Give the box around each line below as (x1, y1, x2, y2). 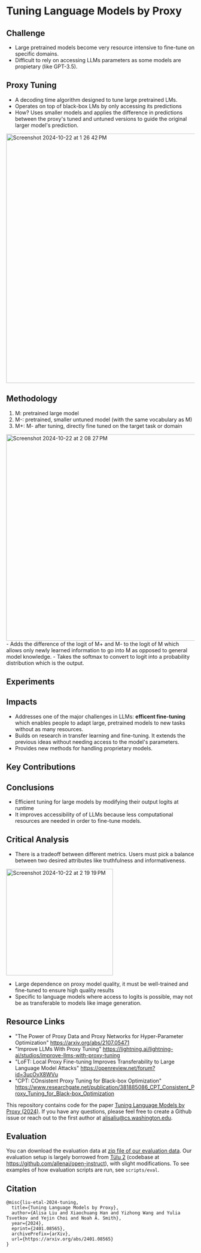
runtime (14, 805, 35, 812)
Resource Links (6, 1017, 65, 1027)
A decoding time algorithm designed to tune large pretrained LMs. (14, 96, 178, 103)
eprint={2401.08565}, (11, 1225, 66, 1232)
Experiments (6, 677, 55, 687)
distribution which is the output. (6, 659, 84, 667)
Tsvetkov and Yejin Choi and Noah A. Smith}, (6, 1215, 121, 1221)
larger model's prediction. (14, 121, 79, 129)
